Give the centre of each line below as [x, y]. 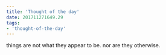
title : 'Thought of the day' [43, 12]
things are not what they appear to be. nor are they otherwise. [83, 45]
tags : [13, 23]
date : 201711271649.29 [35, 17]
